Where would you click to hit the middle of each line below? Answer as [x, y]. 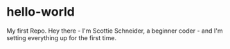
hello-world [41, 12]
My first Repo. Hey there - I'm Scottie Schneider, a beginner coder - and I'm [115, 31]
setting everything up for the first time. [62, 37]
